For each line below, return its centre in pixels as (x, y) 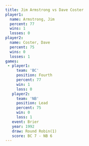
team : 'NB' (27, 98)
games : (12, 61)
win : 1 (23, 84)
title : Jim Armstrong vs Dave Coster (44, 10)
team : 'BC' (27, 71)
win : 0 (23, 113)
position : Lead (32, 103)
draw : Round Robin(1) (34, 131)
